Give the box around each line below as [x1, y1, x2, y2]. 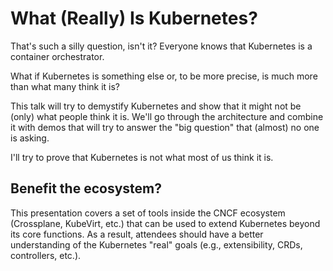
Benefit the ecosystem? [10, 180, 162, 197]
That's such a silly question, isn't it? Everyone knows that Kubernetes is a [10, 40, 313, 52]
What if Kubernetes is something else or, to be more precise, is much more [10, 70, 318, 82]
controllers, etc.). [10, 249, 82, 261]
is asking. [10, 132, 50, 144]
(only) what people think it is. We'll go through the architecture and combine [10, 110, 324, 122]
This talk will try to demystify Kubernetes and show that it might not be [10, 100, 302, 112]
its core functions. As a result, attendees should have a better [10, 228, 264, 240]
